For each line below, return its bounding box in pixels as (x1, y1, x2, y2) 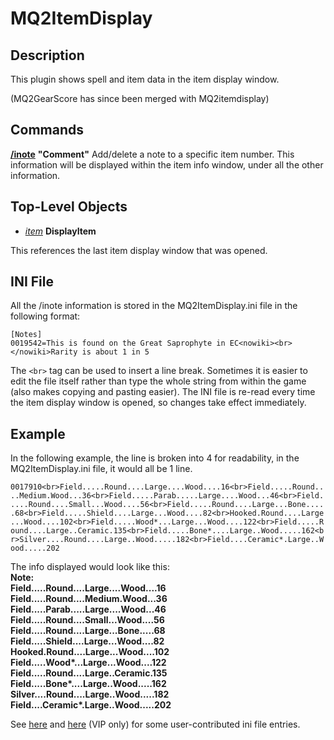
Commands (10, 122, 85, 139)
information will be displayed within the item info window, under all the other (10, 158, 324, 171)
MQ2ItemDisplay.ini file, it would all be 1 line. (10, 463, 193, 475)
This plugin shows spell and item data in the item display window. (10, 73, 280, 85)
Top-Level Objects (10, 198, 128, 216)
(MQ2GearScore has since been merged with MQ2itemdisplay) (10, 93, 270, 104)
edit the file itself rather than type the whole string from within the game (10, 375, 307, 387)
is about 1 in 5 (81, 347, 150, 357)
